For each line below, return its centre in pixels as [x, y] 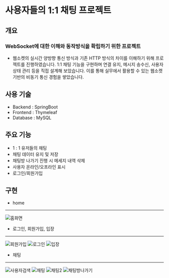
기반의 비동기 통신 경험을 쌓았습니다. [48, 77]
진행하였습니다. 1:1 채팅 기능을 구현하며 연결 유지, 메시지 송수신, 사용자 [95, 64]
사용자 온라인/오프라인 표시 [39, 166]
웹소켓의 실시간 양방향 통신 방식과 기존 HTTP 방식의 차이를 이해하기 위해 [83, 58]
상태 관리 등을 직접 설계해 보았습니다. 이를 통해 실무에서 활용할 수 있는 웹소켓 [88, 71]
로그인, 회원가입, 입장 [33, 229]
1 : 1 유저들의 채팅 [30, 148]
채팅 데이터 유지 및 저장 [35, 154]
